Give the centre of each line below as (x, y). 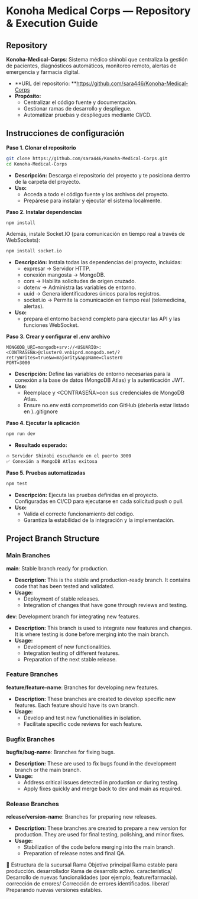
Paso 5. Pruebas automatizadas (46, 473)
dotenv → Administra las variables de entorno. (80, 287)
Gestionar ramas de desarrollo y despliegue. (77, 108)
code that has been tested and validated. (64, 586)
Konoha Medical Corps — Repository (98, 11)
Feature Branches (32, 674)
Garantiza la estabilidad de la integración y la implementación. (99, 520)
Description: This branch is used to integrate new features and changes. (103, 628)
